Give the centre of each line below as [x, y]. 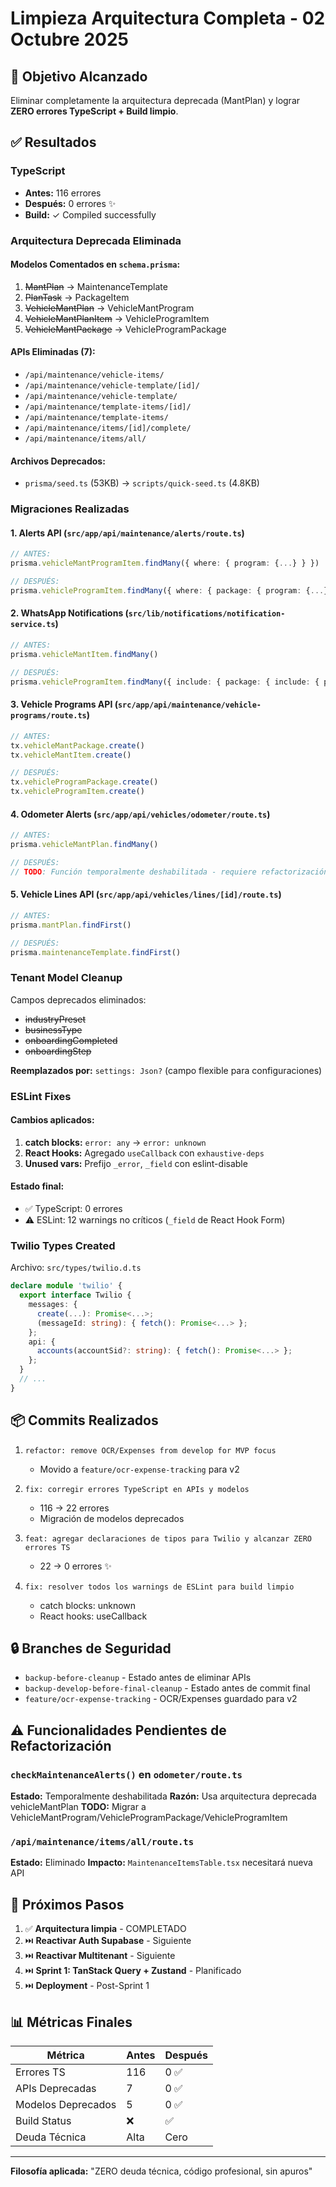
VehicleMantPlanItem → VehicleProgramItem [117, 318]
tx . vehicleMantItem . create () [71, 755]
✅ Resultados [53, 142]
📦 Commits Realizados [84, 1420]
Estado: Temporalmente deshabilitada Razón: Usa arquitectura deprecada [163, 1796]
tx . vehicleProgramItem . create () [77, 792]
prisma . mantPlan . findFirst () [71, 925]
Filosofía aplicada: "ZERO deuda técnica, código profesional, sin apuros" [161, 2171]
